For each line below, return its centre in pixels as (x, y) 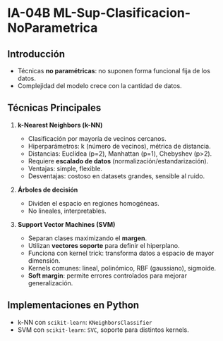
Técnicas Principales (54, 108)
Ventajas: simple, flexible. (65, 168)
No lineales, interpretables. (67, 211)
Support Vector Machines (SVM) (66, 224)
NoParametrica (53, 28)
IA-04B (29, 13)
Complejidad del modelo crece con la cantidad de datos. (100, 86)
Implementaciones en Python (73, 305)
